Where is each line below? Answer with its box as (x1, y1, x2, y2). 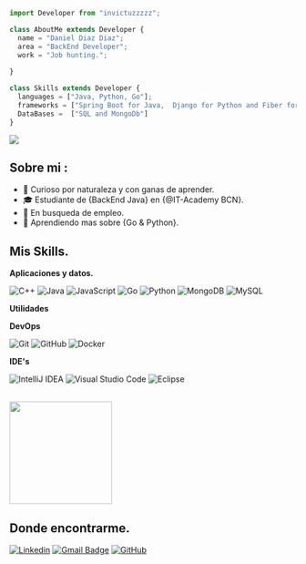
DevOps (9, 321, 41, 332)
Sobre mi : (9, 159, 68, 175)
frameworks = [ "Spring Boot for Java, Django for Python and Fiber (17, 100, 283, 109)
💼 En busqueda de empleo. (22, 208, 125, 219)
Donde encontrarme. (9, 520, 130, 536)
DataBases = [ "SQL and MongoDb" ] (17, 109, 148, 118)
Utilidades (9, 303, 49, 314)
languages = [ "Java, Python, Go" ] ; (17, 92, 153, 101)
